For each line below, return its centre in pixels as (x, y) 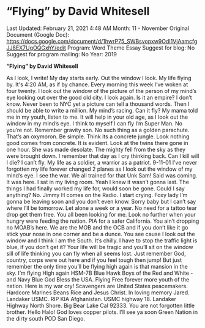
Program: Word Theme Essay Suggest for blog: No (131, 48)
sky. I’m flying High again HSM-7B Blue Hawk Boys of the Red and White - (100, 273)
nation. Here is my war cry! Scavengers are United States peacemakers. (97, 286)
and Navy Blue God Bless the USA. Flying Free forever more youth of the (98, 279)
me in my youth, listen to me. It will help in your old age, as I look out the (97, 117)
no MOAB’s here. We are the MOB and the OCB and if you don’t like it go (97, 227)
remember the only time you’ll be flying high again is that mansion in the (97, 266)
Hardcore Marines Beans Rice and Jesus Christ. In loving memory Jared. (98, 293)
